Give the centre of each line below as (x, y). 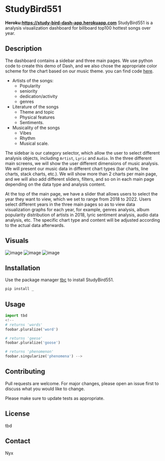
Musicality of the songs (36, 128)
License (17, 414)
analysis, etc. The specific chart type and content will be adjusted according (82, 220)
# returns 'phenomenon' (30, 352)
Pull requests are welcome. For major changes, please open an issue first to (82, 383)
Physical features (37, 117)
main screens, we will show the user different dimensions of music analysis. (82, 163)
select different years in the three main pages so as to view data (70, 204)
